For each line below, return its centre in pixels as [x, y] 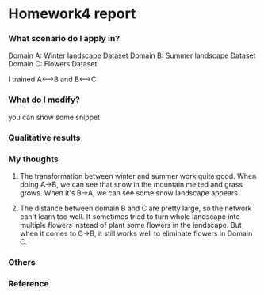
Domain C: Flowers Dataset [53, 64]
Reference [29, 283]
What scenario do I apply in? [64, 39]
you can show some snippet [54, 117]
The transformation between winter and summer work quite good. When [138, 176]
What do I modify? [44, 100]
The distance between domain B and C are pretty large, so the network [136, 208]
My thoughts [34, 159]
